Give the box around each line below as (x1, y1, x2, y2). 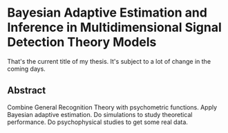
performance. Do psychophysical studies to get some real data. (7, 118, 189, 126)
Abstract (7, 85, 46, 96)
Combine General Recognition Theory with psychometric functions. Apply (7, 103, 218, 112)
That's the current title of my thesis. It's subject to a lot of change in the (7, 57, 211, 65)
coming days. (7, 64, 46, 73)
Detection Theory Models (7, 35, 157, 50)
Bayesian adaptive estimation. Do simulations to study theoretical (7, 110, 193, 118)
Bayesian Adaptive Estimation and (7, 5, 207, 21)
